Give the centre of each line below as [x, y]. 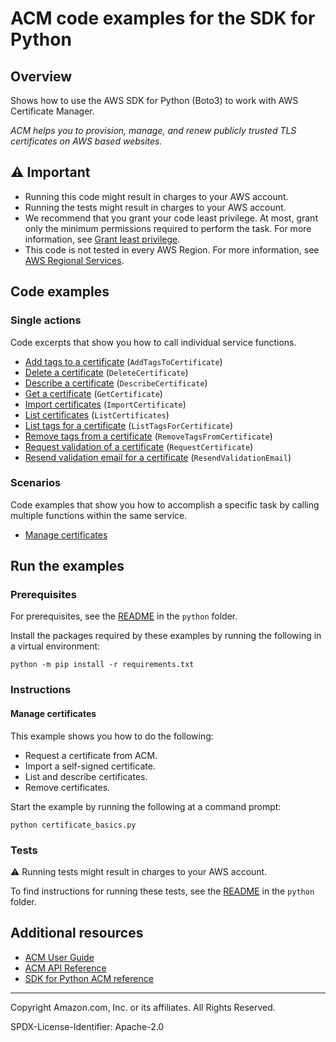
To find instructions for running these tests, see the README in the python [162, 891]
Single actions [46, 320]
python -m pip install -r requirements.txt [102, 665]
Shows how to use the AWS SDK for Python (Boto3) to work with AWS [154, 100]
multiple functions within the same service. [99, 515]
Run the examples [67, 566]
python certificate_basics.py [73, 825]
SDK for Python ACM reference [89, 978]
